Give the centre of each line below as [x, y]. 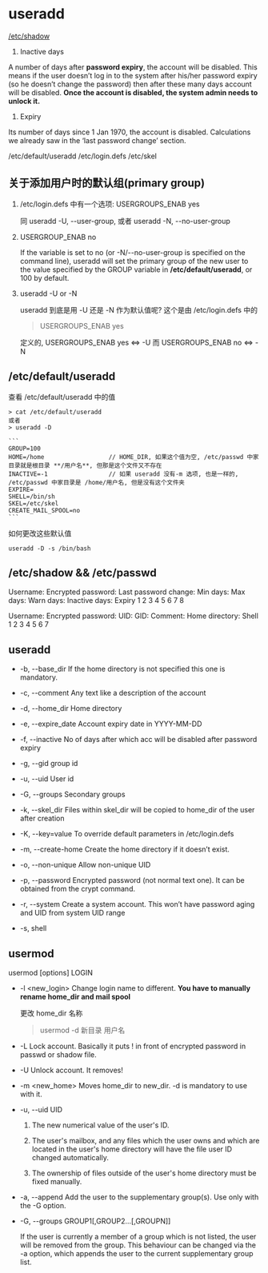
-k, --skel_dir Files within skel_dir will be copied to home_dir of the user [137, 810]
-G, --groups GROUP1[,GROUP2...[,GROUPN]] [95, 1221]
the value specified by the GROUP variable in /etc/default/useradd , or [136, 269]
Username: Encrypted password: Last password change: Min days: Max [127, 592]
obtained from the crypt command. [78, 889]
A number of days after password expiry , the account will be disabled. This [133, 67]
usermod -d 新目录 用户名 [82, 1030]
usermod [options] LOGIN [51, 973]
